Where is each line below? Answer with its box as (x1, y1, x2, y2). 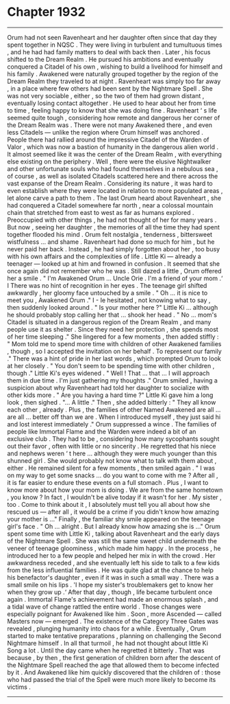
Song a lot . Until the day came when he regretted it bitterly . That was (7, 646, 205, 655)
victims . (7, 683, 31, 691)
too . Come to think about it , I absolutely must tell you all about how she (7, 500, 210, 508)
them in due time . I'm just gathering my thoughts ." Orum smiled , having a (7, 376, 218, 385)
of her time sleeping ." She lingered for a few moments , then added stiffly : (7, 332, 219, 341)
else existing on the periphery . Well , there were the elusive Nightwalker (7, 157, 212, 166)
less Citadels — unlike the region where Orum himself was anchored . (7, 128, 204, 136)
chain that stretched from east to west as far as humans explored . (7, 208, 194, 216)
